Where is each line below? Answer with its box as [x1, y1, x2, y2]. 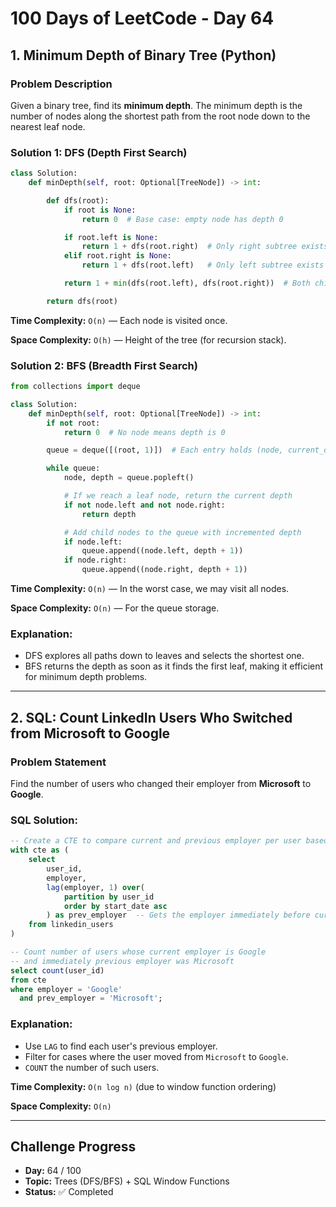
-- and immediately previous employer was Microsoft [10, 956, 235, 966]
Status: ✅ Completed [24, 1186, 114, 1198]
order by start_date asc [63, 901, 168, 911]
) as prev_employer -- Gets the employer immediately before [46, 910, 311, 921]
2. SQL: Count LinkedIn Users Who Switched [10, 709, 293, 726]
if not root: [46, 418, 101, 428]
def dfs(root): [46, 195, 110, 206]
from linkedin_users [28, 920, 114, 930]
